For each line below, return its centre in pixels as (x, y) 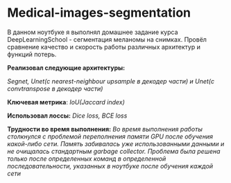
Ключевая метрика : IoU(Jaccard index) (66, 102)
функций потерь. (32, 54)
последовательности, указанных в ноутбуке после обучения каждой (110, 166)
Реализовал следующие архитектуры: (66, 67)
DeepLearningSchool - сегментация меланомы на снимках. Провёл (107, 39)
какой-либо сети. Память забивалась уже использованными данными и (116, 143)
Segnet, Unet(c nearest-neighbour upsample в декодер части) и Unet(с (111, 81)
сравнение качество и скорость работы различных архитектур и (104, 47)
